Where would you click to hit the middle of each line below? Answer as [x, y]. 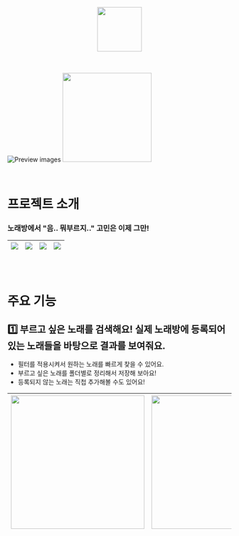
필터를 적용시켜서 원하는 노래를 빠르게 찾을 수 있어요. [91, 364]
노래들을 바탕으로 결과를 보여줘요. [96, 346]
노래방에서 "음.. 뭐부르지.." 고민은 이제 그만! [78, 228]
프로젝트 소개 [43, 204]
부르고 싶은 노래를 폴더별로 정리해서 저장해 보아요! [87, 373]
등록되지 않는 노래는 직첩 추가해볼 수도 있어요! [81, 382]
